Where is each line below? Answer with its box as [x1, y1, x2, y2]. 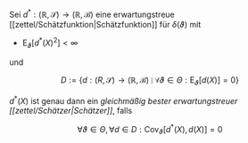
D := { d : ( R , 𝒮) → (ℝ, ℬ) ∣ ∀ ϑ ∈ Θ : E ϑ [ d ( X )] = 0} [61, 75, 239, 87]
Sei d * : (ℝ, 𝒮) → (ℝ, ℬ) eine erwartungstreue [9, 8, 176, 20]
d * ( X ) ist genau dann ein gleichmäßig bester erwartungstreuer [9, 93, 238, 106]
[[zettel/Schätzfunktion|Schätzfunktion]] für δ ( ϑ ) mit [9, 19, 202, 29]
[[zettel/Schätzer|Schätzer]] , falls [9, 105, 133, 115]
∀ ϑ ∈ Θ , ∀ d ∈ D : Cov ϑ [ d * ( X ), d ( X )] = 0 [77, 122, 223, 137]
